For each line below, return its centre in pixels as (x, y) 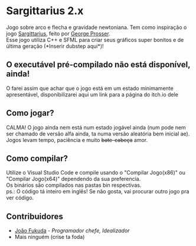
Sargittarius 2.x (45, 11)
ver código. (20, 198)
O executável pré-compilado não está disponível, (98, 65)
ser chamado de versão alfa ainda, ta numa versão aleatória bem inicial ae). (98, 134)
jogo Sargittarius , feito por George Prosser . (58, 33)
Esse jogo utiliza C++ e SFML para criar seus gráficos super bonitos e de (95, 40)
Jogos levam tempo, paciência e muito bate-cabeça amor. (77, 140)
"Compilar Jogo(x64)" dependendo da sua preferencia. (73, 179)
